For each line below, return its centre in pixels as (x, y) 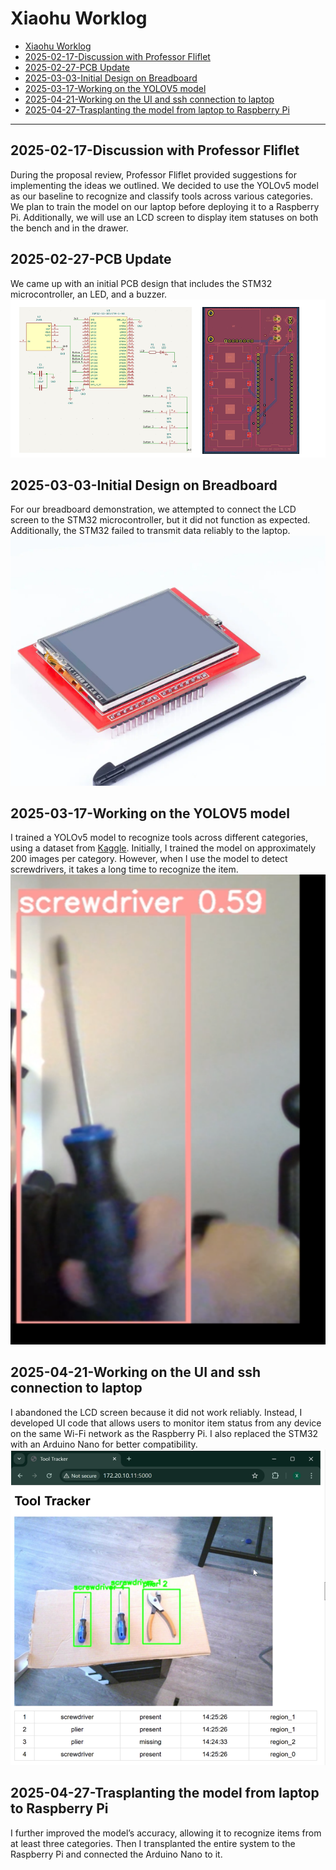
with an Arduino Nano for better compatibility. (104, 1444)
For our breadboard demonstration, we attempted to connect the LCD (153, 509)
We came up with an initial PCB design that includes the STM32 (141, 283)
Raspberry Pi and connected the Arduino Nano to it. (116, 1854)
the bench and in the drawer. (69, 228)
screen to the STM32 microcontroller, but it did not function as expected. (160, 520)
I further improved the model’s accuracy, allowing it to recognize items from (166, 1833)
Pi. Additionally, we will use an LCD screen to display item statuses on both (164, 217)
